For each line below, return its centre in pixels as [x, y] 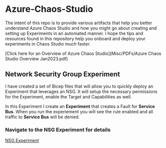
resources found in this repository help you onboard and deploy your [75, 39]
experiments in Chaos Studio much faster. [48, 44]
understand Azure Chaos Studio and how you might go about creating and [81, 28]
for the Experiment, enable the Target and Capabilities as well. [69, 97]
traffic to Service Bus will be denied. [43, 117]
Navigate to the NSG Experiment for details [58, 130]
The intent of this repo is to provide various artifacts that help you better [79, 23]
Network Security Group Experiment [63, 74]
